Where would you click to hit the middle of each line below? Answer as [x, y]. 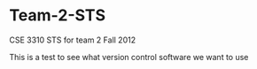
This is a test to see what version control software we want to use [129, 57]
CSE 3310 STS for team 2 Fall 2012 [72, 40]
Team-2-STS [58, 15]
